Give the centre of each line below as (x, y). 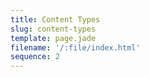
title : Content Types (55, 19)
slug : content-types (53, 29)
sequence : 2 (35, 57)
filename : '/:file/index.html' (75, 47)
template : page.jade (53, 38)
